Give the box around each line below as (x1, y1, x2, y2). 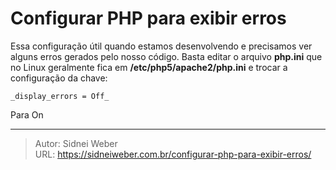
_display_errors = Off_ (10, 91, 110, 101)
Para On (10, 108, 44, 121)
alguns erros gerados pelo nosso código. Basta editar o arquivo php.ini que (10, 50, 323, 62)
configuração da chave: (10, 72, 108, 84)
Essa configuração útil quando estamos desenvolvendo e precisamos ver (10, 40, 313, 52)
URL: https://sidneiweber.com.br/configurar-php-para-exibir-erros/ (34, 148, 312, 160)
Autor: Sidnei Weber (34, 137, 118, 149)
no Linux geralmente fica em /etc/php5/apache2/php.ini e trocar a (10, 61, 288, 73)
